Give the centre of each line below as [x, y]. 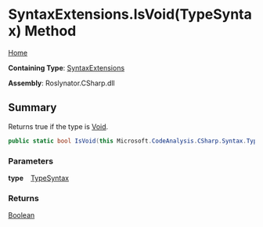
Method [50, 31]
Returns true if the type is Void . [58, 126]
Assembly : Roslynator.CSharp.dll [61, 83]
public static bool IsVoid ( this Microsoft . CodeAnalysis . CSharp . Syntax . [127, 141]
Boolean [22, 215]
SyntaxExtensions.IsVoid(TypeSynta [130, 14]
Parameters [31, 160]
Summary [32, 108]
